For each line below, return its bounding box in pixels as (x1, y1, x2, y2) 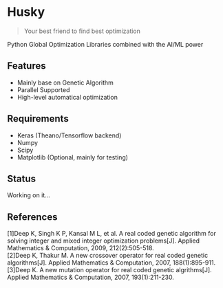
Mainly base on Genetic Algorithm (17, 78, 114, 87)
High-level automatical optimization (17, 93, 118, 101)
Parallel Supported (17, 85, 70, 93)
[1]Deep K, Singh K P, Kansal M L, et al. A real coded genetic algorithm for (7, 230, 217, 238)
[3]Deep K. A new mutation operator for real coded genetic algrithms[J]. (7, 266, 212, 274)
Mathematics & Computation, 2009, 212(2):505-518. (7, 244, 155, 252)
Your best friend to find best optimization (23, 27, 141, 35)
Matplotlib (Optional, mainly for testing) (17, 153, 129, 162)
